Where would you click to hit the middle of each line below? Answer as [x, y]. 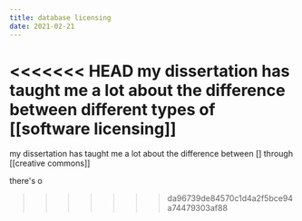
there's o [26, 181]
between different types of [112, 109]
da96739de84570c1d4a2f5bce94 [230, 198]
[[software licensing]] [93, 129]
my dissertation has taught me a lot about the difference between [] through [151, 154]
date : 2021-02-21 [42, 26]
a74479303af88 [198, 208]
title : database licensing [60, 18]
